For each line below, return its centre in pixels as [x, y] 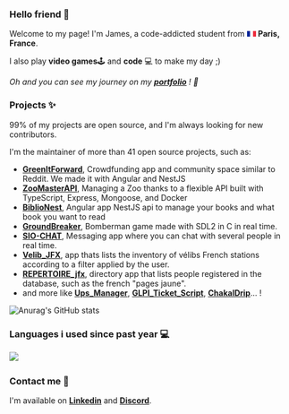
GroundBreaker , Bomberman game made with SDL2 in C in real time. [149, 226]
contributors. [33, 134]
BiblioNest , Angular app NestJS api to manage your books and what [148, 207]
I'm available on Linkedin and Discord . [81, 401]
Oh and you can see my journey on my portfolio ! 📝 [104, 82]
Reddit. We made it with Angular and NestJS [104, 178]
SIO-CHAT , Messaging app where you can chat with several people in [151, 236]
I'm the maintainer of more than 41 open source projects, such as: [131, 151]
